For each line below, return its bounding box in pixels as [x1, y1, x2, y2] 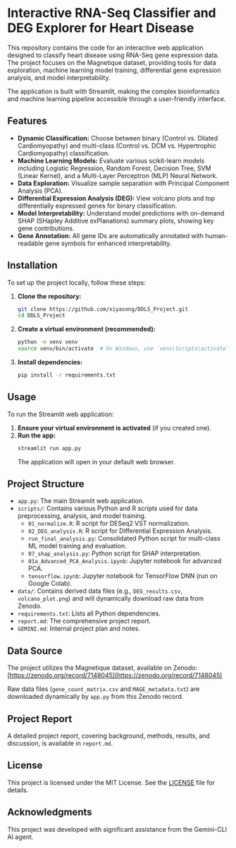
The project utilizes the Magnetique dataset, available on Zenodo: [7, 664, 198, 672]
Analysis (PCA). [17, 186, 63, 195]
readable [17, 239, 44, 247]
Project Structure [7, 478, 85, 490]
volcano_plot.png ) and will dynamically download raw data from [17, 594, 204, 603]
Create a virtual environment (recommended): [17, 325, 156, 334]
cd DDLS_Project [17, 312, 66, 319]
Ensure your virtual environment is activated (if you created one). [17, 423, 211, 432]
